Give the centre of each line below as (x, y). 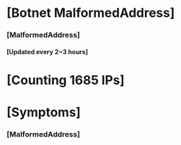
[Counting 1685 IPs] (65, 80)
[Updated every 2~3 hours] (48, 51)
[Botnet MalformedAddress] (91, 13)
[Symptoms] (44, 112)
